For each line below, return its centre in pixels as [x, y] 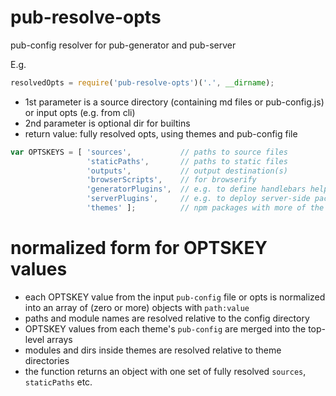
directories [47, 360]
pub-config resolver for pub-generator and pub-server [123, 45]
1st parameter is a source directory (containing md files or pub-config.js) [174, 102]
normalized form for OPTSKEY [139, 248]
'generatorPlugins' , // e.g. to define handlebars [196, 189]
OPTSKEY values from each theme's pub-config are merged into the [165, 328]
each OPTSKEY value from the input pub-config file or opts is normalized [175, 297]
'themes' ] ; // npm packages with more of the [205, 208]
